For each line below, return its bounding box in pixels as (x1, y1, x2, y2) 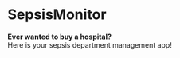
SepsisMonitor (7, 6, 107, 24)
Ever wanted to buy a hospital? (7, 32, 112, 41)
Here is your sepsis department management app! (7, 40, 172, 49)
